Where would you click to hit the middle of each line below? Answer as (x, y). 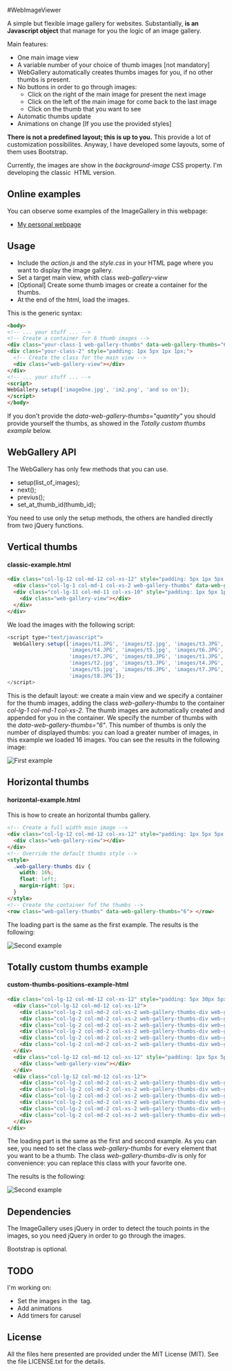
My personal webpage (49, 224)
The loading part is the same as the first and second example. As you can (112, 1141)
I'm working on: (29, 1288)
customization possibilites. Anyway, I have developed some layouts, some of (116, 144)
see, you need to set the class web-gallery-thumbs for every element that (112, 1148)
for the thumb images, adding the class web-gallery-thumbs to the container (116, 703)
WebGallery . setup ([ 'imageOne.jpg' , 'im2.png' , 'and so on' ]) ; (98, 390)
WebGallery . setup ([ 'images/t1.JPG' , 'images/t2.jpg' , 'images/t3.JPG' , (119, 644)
